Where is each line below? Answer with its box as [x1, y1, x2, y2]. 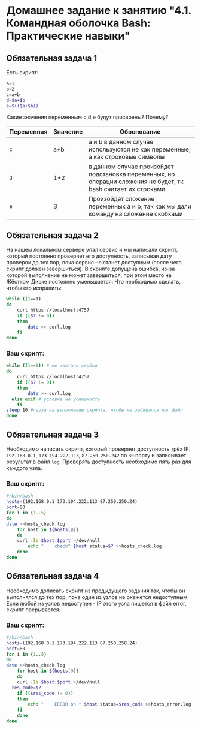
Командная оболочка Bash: [6, 16, 151, 30]
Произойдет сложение [89, 195, 155, 203]
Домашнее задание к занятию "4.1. [6, 4, 191, 17]
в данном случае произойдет [89, 162, 174, 171]
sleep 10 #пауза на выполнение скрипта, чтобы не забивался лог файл [6, 407, 184, 414]
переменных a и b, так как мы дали [89, 202, 191, 210]
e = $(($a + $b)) [6, 103, 39, 109]
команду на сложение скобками [89, 210, 184, 218]
